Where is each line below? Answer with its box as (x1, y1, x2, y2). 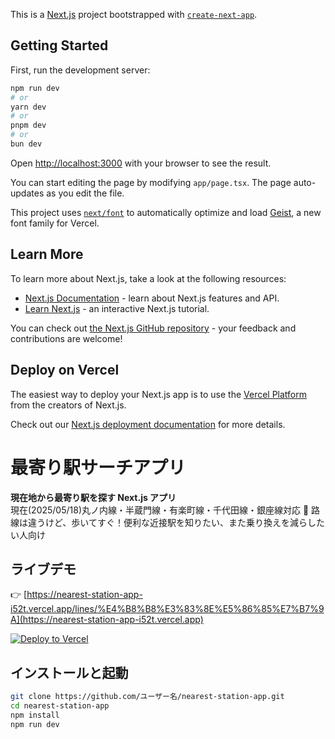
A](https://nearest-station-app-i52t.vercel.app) (10, 614, 204, 626)
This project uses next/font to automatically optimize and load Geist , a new (10, 206, 322, 218)
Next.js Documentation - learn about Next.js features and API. (24, 292, 280, 304)
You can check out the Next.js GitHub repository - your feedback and (10, 322, 297, 334)
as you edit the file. (46, 187, 125, 199)
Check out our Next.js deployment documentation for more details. (10, 418, 286, 430)
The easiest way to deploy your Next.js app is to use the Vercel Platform (10, 388, 308, 400)
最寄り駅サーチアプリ (10, 456, 187, 479)
